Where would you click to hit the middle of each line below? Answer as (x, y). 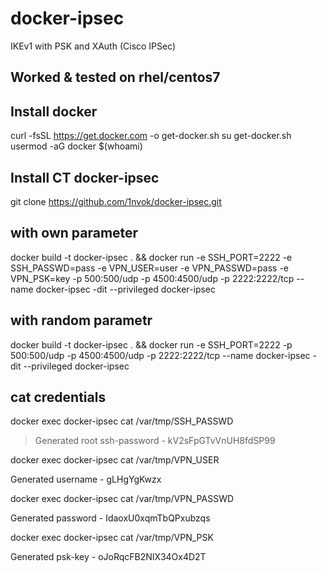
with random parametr (81, 320)
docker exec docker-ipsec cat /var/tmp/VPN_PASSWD (122, 499)
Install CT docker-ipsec (85, 177)
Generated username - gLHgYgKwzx (86, 479)
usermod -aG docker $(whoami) (76, 146)
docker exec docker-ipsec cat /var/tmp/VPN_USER (115, 460)
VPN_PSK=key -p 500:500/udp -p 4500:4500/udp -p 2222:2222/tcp (152, 278)
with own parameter (74, 233)
